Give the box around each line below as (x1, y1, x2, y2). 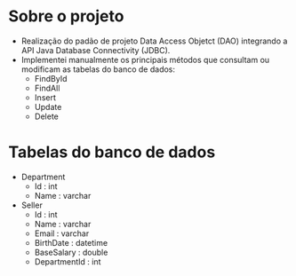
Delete (34, 111, 60, 122)
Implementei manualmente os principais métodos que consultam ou (20, 54, 270, 65)
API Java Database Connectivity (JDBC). (20, 44, 171, 55)
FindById (34, 73, 68, 83)
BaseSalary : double (34, 247, 108, 257)
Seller (20, 200, 44, 210)
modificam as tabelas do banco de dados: (20, 64, 175, 75)
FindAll (34, 83, 60, 93)
